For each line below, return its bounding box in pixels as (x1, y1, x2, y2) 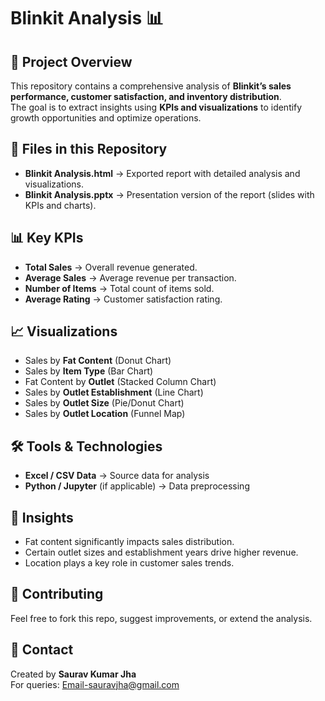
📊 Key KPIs (10, 230, 84, 247)
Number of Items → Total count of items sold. (24, 282, 215, 294)
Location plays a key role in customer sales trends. (24, 557, 235, 569)
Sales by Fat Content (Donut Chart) (24, 355, 172, 367)
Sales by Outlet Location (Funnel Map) (24, 408, 186, 420)
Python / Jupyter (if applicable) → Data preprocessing (24, 480, 250, 492)
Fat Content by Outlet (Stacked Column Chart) (24, 376, 217, 388)
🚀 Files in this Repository (10, 141, 168, 158)
